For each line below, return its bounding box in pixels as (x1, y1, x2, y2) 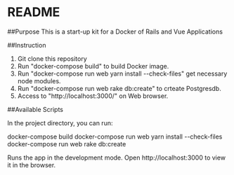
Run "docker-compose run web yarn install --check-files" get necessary (17, 69, 228, 78)
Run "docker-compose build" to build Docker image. (17, 62, 169, 70)
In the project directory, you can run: (7, 118, 113, 127)
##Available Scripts (7, 105, 63, 113)
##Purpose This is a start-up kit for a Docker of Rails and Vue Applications (7, 27, 223, 36)
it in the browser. (7, 160, 56, 169)
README (7, 4, 60, 20)
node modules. (17, 76, 61, 85)
